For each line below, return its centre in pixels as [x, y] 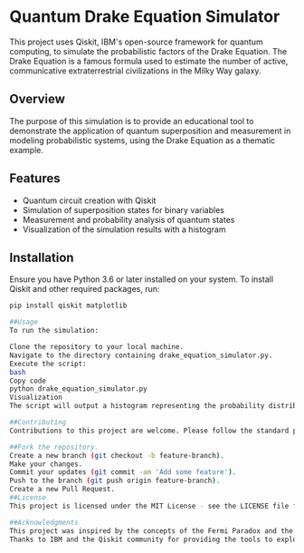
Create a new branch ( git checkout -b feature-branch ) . [117, 455]
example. [26, 150]
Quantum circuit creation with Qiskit [89, 200]
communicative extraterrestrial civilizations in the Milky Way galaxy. [135, 71]
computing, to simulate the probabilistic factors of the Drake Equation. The [148, 51]
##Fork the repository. [54, 447]
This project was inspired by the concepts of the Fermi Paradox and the [152, 531]
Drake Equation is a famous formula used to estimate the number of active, [149, 61]
